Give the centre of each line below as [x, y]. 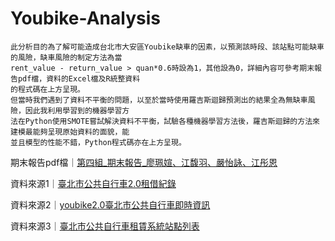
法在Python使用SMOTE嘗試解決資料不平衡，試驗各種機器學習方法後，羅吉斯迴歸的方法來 [165, 121]
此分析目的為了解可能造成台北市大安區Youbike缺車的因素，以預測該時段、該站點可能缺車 [167, 47]
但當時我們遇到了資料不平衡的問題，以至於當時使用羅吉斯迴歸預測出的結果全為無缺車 [159, 100]
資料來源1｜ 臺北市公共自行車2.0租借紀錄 [93, 183]
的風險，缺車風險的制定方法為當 [66, 57]
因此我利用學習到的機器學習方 [77, 110]
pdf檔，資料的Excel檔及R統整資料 [79, 78]
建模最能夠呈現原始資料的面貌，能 [70, 132]
